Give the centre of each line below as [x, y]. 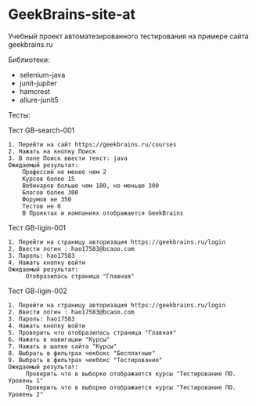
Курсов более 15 [49, 179]
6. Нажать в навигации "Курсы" [59, 339]
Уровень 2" [26, 394]
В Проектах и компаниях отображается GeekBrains [103, 213]
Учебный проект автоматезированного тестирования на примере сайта [128, 36]
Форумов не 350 [47, 199]
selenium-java [42, 74]
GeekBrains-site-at [72, 14]
